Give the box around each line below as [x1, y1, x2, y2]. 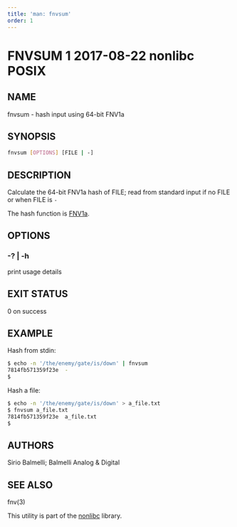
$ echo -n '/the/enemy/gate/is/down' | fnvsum [7, 360, 148, 367]
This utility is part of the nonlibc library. [7, 511, 122, 520]
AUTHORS [7, 439, 55, 452]
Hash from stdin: [7, 346, 56, 355]
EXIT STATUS [7, 288, 68, 300]
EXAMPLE [7, 327, 53, 339]
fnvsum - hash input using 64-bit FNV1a [7, 110, 125, 118]
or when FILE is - [7, 196, 58, 203]
